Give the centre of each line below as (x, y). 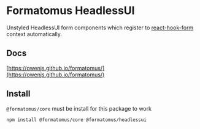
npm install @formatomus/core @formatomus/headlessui (77, 120)
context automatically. (34, 34)
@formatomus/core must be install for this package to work (79, 108)
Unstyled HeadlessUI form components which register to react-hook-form (100, 28)
